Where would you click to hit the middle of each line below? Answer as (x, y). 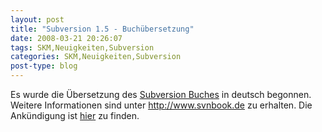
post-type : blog (44, 66)
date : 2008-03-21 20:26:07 (66, 38)
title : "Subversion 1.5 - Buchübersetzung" (102, 29)
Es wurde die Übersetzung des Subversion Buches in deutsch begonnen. (161, 94)
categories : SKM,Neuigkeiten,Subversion (96, 57)
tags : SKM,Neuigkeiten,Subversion (82, 47)
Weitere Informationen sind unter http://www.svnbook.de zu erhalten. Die (161, 105)
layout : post (37, 19)
